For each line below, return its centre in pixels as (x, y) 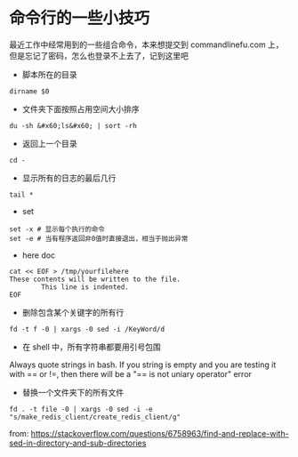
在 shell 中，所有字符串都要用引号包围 (92, 347)
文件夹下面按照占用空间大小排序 (81, 108)
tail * (21, 195)
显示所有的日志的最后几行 (69, 178)
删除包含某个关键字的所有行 (73, 312)
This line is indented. (85, 287)
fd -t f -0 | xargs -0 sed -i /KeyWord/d (87, 329)
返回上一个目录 (49, 143)
